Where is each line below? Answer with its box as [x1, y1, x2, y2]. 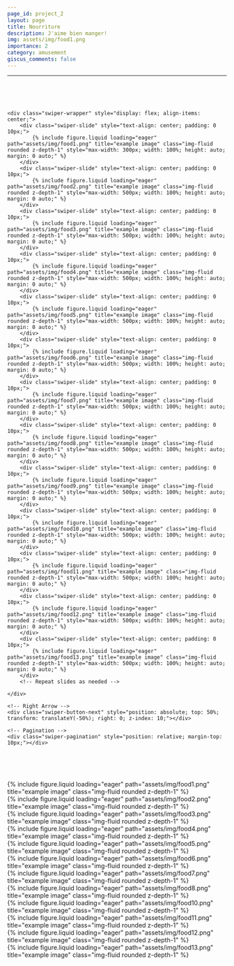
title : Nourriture [7, 23, 61, 30]
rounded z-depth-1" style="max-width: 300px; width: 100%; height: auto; [7, 146, 226, 154]
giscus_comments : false [7, 56, 77, 63]
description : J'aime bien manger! [7, 29, 108, 37]
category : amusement [7, 50, 68, 57]
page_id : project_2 [7, 10, 64, 17]
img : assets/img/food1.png [7, 36, 86, 43]
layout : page [7, 17, 45, 24]
